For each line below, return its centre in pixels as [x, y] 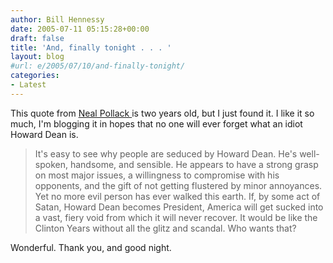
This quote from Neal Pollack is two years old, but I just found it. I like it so [162, 113]
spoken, [51, 164]
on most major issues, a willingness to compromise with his [157, 175]
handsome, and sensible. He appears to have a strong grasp [194, 164]
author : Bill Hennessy [57, 19]
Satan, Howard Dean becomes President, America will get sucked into [179, 207]
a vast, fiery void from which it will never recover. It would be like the [176, 217]
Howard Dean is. [44, 134]
